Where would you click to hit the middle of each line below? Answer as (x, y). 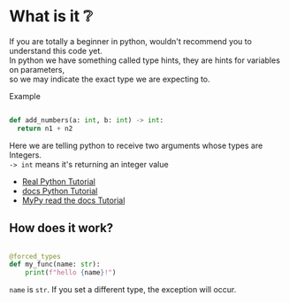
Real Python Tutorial (58, 181)
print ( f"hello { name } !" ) (71, 273)
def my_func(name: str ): (55, 264)
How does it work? (61, 228)
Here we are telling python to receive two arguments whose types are (136, 145)
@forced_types (35, 256)
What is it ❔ (51, 16)
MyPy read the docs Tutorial (73, 200)
